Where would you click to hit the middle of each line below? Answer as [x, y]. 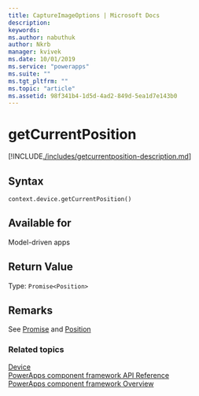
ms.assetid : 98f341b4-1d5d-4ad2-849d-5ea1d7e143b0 [93, 96]
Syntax [26, 181]
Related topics [36, 350]
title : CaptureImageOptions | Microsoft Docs [84, 15]
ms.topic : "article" [42, 88]
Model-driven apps [39, 242]
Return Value [41, 267]
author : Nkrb [29, 45]
